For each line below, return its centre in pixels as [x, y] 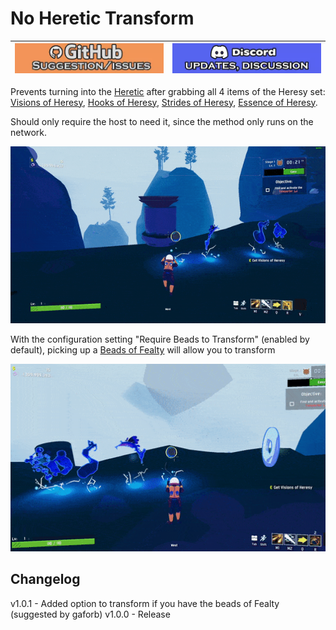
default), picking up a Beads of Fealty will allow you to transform [143, 350]
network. [29, 132]
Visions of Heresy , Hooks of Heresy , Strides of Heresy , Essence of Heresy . [164, 102]
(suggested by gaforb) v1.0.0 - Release [90, 614]
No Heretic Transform [102, 18]
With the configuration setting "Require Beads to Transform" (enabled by [160, 339]
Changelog [45, 579]
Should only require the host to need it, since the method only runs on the [162, 121]
